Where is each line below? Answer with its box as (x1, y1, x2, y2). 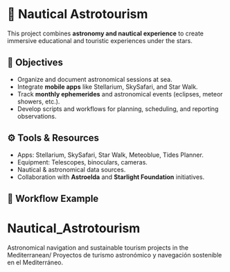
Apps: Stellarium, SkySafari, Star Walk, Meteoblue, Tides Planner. (17, 151, 204, 159)
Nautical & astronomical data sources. (17, 165, 126, 173)
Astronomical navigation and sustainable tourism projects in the (7, 243, 189, 252)
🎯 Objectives (7, 57, 64, 69)
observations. (17, 112, 57, 120)
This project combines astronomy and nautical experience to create (7, 29, 204, 37)
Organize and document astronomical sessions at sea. (17, 75, 172, 83)
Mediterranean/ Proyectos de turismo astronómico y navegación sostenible (7, 250, 222, 259)
